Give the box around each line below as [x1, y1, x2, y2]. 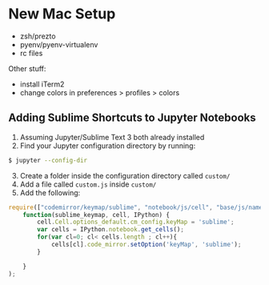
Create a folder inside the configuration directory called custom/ [19, 171, 231, 180]
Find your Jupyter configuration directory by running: [19, 141, 196, 151]
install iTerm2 [19, 79, 65, 89]
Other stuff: [8, 63, 46, 73]
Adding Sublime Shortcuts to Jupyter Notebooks [8, 111, 256, 125]
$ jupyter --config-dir [8, 156, 88, 164]
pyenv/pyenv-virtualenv [19, 39, 98, 49]
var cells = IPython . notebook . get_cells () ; [37, 226, 184, 234]
